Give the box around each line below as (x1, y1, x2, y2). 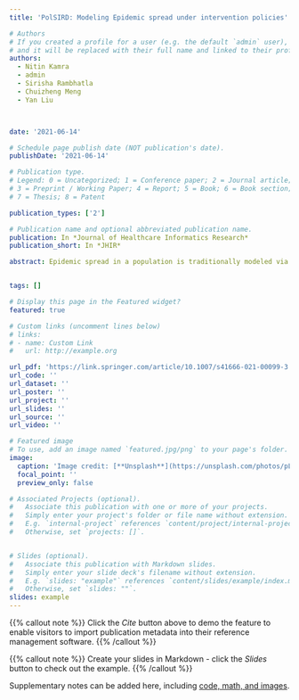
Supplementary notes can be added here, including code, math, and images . (9, 680, 290, 691)
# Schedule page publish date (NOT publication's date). (9, 144, 225, 152)
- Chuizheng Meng (17, 86, 82, 96)
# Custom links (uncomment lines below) (9, 322, 162, 331)
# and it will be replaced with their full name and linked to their (9, 45, 273, 54)
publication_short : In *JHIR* (9, 242, 122, 251)
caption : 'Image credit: (17, 461, 109, 471)
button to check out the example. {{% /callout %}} (9, 663, 193, 673)
